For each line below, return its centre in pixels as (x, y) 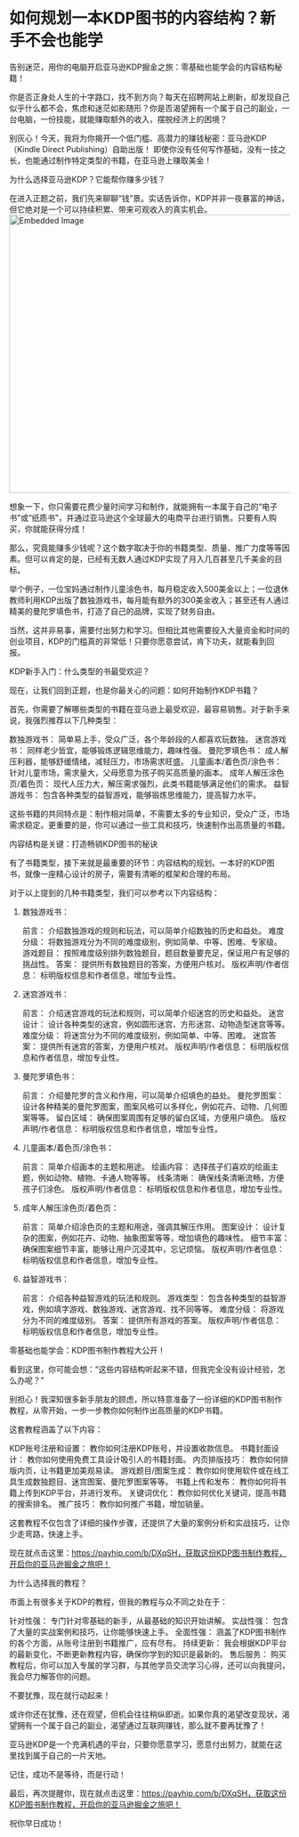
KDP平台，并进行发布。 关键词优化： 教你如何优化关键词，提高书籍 (163, 1492)
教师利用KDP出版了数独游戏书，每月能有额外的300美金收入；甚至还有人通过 (149, 600)
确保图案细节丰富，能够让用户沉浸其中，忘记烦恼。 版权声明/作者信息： (153, 1248)
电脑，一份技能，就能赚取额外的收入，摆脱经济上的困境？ (122, 119)
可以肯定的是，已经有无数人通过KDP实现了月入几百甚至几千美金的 (154, 558)
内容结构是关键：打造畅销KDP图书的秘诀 (84, 843)
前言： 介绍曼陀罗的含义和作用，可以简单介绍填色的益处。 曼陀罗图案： (153, 1095)
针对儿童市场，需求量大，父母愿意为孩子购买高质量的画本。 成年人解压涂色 (147, 772)
